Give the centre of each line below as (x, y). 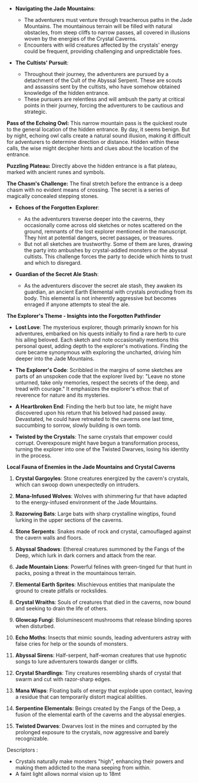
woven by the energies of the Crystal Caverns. (80, 39)
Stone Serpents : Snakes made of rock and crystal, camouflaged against (103, 531)
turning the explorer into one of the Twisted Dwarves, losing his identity (102, 449)
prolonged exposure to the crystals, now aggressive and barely (92, 732)
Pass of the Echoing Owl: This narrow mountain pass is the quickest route (97, 123)
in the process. (33, 455)
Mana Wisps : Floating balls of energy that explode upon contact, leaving (104, 690)
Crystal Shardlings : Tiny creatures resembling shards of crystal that (98, 673)
